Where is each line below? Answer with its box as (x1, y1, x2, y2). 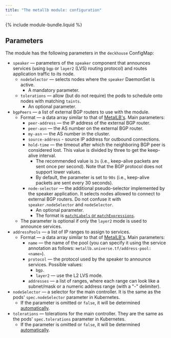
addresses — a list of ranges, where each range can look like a (28, 278, 160, 284)
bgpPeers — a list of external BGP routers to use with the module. (12, 109, 149, 115)
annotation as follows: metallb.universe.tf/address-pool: (28, 245, 152, 251)
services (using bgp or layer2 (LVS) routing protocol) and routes (12, 65, 147, 72)
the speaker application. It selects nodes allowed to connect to (28, 191, 160, 197)
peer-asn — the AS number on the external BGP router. (28, 125, 143, 131)
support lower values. (35, 169, 82, 175)
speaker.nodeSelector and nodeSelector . (28, 202, 114, 208)
